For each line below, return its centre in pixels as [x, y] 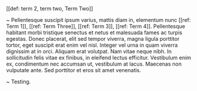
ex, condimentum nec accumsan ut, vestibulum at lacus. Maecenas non [94, 64]
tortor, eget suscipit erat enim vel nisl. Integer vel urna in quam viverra [92, 45]
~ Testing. [18, 82]
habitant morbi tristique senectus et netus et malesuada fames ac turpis [94, 32]
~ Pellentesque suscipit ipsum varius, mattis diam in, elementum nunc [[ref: [98, 20]
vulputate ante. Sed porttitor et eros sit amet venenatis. [74, 70]
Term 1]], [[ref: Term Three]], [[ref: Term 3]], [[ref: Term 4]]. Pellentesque [96, 26]
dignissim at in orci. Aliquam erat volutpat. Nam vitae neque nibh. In [89, 51]
